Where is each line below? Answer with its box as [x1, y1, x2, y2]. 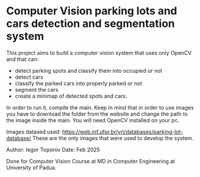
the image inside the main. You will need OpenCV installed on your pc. [6, 116, 180, 123]
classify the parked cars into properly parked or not [14, 79, 143, 87]
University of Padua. [6, 164, 57, 171]
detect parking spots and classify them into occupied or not [14, 67, 163, 74]
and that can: [6, 55, 39, 63]
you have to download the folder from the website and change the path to [6, 110, 188, 117]
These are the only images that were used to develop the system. [32, 134, 194, 141]
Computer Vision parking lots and [6, 4, 178, 18]
